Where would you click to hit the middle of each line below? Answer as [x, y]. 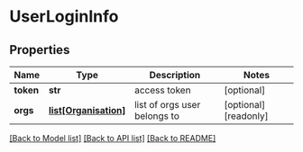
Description [175, 75]
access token [162, 90]
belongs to [157, 116]
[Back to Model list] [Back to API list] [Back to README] [113, 138]
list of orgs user [167, 105]
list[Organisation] [87, 110]
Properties [40, 50]
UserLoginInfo [64, 17]
